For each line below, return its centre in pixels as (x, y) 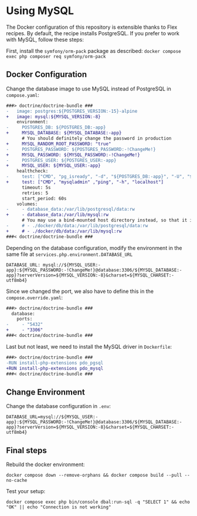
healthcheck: (33, 171)
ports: (25, 319)
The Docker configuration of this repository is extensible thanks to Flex (92, 27)
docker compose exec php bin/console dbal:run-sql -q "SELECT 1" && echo (98, 502)
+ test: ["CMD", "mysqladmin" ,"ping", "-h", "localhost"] (85, 182)
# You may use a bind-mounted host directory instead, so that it (104, 220)
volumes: (27, 204)
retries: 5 (35, 193)
